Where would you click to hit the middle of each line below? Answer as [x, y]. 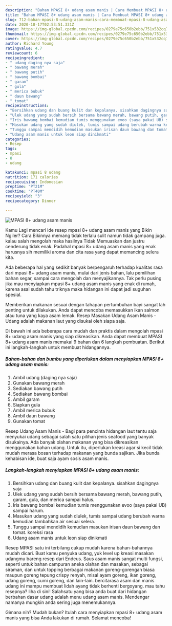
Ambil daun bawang [34, 416]
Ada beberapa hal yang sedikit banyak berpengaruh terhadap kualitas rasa [84, 267]
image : [12, 29]
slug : [11, 20]
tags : [11, 149]
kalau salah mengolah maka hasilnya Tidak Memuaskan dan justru [75, 241]
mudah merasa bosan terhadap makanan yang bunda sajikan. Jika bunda [82, 453]
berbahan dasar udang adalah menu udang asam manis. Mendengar [77, 597]
